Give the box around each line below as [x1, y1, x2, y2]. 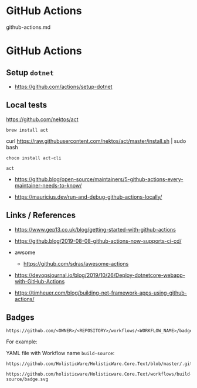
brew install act [6, 127, 49, 133]
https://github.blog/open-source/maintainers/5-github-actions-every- [14, 175, 184, 183]
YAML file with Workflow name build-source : [6, 350, 115, 357]
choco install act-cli [6, 155, 62, 161]
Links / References [6, 210, 76, 220]
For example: [6, 338, 38, 345]
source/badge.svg [6, 376, 49, 383]
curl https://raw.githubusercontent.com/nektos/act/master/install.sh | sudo [6, 137, 186, 145]
